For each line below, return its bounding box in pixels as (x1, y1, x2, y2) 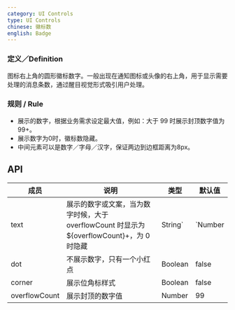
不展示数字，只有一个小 (66, 254, 144, 264)
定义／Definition (7, 54, 63, 64)
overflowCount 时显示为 (66, 220, 145, 230)
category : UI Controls (7, 10, 73, 17)
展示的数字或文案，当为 (66, 199, 144, 209)
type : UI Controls (7, 17, 61, 24)
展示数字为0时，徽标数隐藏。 (17, 134, 101, 142)
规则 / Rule (7, 99, 43, 109)
